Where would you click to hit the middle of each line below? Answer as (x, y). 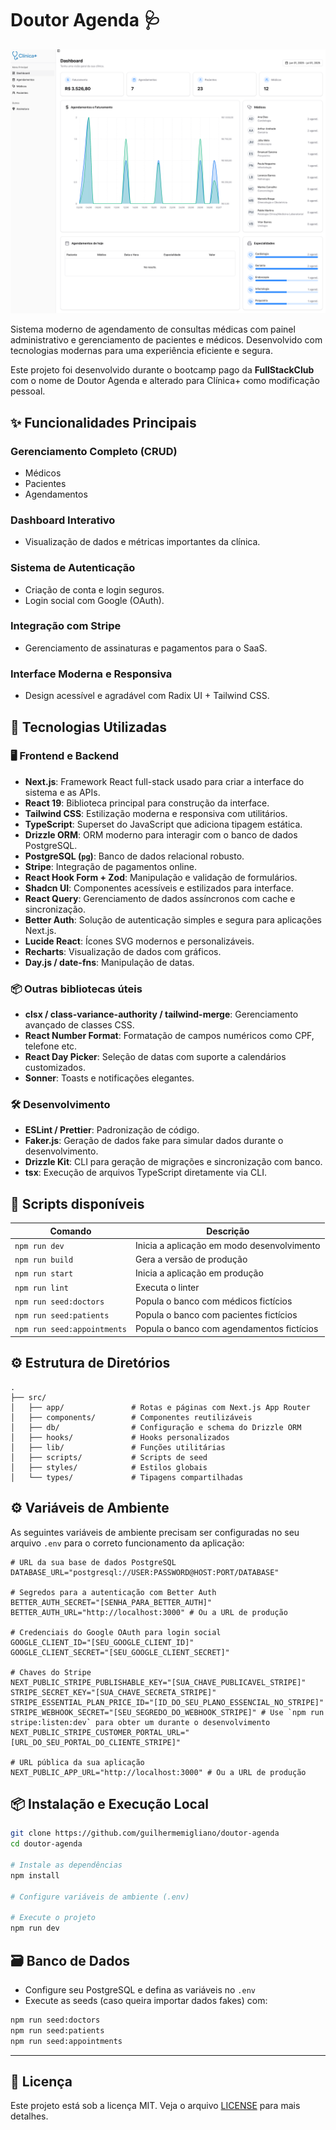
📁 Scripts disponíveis (77, 1203)
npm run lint (41, 1288)
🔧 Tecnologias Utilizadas (88, 727)
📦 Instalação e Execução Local (110, 1803)
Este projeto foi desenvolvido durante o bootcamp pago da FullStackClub (162, 370)
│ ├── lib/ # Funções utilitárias (118, 1447)
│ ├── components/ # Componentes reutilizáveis (131, 1417)
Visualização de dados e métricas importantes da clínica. (142, 542)
